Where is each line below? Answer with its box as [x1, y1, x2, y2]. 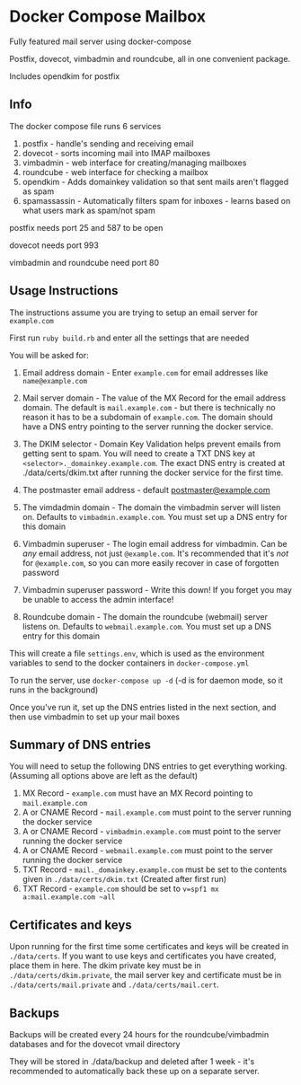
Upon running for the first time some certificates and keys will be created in [9, 941, 289, 952]
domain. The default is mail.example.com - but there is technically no [22, 401, 276, 412]
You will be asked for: [9, 349, 90, 360]
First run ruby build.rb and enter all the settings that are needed [9, 332, 250, 343]
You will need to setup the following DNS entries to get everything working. [9, 761, 288, 772]
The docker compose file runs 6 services [9, 120, 162, 131]
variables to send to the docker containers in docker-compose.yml [9, 657, 250, 668]
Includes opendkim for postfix [9, 70, 120, 82]
